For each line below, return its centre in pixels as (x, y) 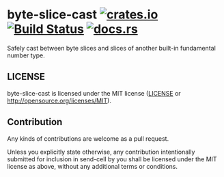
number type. (26, 55)
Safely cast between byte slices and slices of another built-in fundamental (112, 48)
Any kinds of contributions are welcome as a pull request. (88, 138)
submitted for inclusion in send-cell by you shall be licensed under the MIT (112, 159)
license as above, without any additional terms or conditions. (92, 166)
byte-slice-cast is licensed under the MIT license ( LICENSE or (94, 93)
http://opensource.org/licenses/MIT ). (59, 100)
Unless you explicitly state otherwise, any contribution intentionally (101, 152)
